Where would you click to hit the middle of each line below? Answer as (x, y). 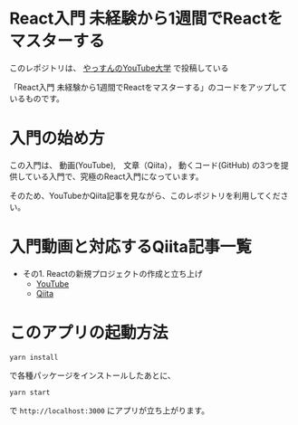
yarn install (34, 357)
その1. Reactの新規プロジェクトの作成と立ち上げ (113, 273)
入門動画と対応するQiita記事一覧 (130, 247)
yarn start (30, 392)
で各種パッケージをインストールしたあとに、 (93, 375)
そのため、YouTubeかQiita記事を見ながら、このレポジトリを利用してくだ (145, 195)
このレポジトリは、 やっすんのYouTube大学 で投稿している (119, 68)
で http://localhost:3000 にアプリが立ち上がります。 (110, 410)
